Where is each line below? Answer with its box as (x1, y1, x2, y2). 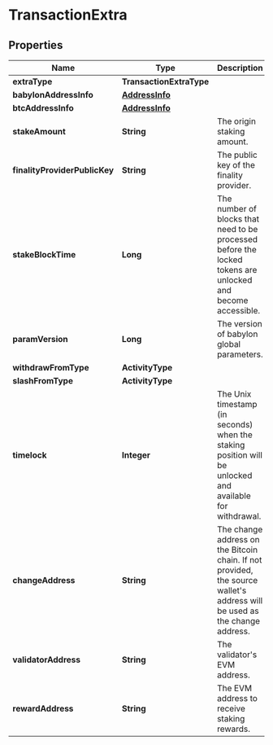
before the (216, 244, 258, 255)
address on (216, 534, 260, 545)
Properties (8, 38, 63, 52)
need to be (216, 224, 258, 234)
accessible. (216, 305, 261, 316)
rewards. (216, 723, 250, 734)
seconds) (216, 419, 253, 430)
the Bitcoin (216, 544, 258, 555)
